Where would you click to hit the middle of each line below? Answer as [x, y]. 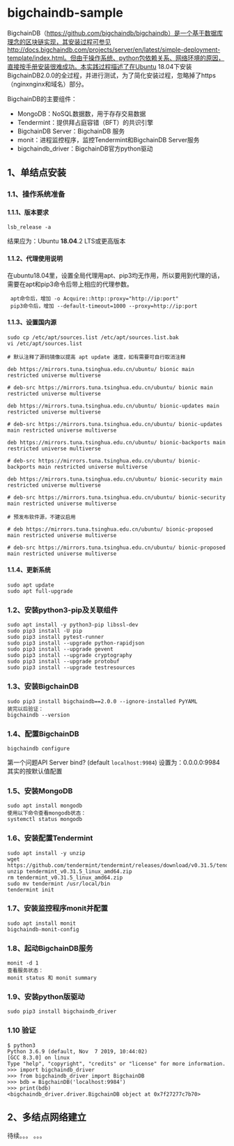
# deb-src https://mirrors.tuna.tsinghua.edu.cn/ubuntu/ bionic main [110, 387]
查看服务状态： [25, 971]
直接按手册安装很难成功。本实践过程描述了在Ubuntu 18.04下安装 [100, 66]
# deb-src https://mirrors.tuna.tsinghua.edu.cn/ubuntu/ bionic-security [117, 497]
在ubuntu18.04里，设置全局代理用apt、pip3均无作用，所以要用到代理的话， [116, 275]
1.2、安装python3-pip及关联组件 [63, 610]
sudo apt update [31, 585]
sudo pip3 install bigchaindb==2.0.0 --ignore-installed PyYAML [102, 701]
